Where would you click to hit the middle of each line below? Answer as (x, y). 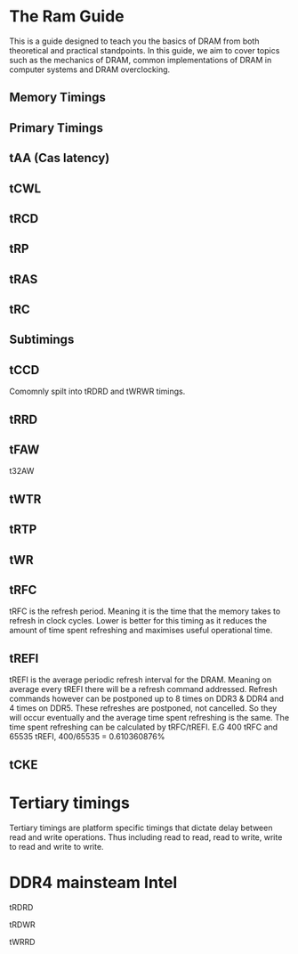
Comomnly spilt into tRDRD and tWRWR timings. (97, 391)
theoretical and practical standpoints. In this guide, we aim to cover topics (145, 50)
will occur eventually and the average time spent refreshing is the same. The (149, 718)
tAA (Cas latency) (60, 158)
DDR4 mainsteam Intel (93, 882)
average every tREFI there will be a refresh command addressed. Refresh (143, 689)
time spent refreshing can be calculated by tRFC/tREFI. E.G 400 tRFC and (144, 727)
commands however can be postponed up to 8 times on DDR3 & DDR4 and (147, 699)
